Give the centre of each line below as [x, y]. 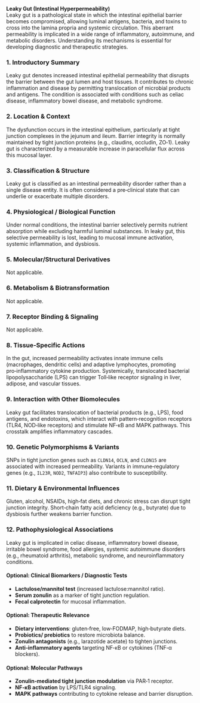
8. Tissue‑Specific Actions [46, 345]
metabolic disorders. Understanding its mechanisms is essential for [89, 40]
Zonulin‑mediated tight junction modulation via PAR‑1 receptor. [94, 681]
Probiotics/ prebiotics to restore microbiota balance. [80, 635]
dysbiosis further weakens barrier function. [59, 514]
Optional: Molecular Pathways [44, 668]
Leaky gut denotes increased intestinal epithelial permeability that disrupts [98, 76]
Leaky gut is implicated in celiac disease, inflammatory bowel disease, [93, 542]
